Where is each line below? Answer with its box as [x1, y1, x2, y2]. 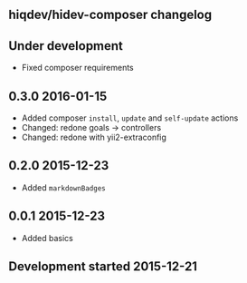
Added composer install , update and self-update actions [21, 112, 239, 123]
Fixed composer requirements [21, 63, 135, 73]
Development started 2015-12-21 [8, 259, 198, 275]
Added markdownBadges [21, 181, 106, 193]
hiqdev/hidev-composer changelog [8, 7, 213, 23]
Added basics [21, 232, 74, 243]
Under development [8, 38, 124, 54]
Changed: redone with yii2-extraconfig [21, 132, 166, 143]
